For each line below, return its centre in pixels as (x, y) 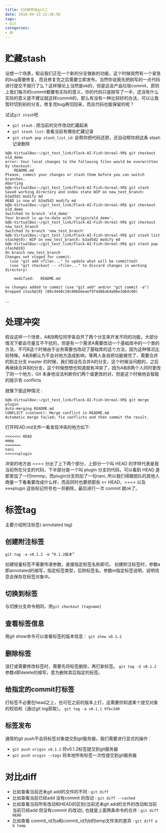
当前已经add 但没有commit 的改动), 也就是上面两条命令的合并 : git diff (85, 810)
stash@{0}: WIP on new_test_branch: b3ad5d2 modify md (63, 240)
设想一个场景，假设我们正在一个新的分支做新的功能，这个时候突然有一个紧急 (83, 73)
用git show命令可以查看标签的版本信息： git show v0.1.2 (63, 636)
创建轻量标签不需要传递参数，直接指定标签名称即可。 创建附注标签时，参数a (83, 564)
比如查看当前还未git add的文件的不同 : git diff (60, 791)
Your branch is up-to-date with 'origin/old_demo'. (59, 218)
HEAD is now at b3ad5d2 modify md (41, 201)
